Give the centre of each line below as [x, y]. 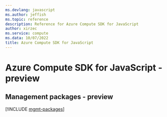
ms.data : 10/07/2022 [27, 38]
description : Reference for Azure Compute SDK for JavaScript [72, 24]
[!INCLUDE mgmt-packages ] [35, 109]
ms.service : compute [27, 33]
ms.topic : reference [27, 19]
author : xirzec [21, 29]
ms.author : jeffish [26, 15]
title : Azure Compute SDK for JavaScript [49, 43]
